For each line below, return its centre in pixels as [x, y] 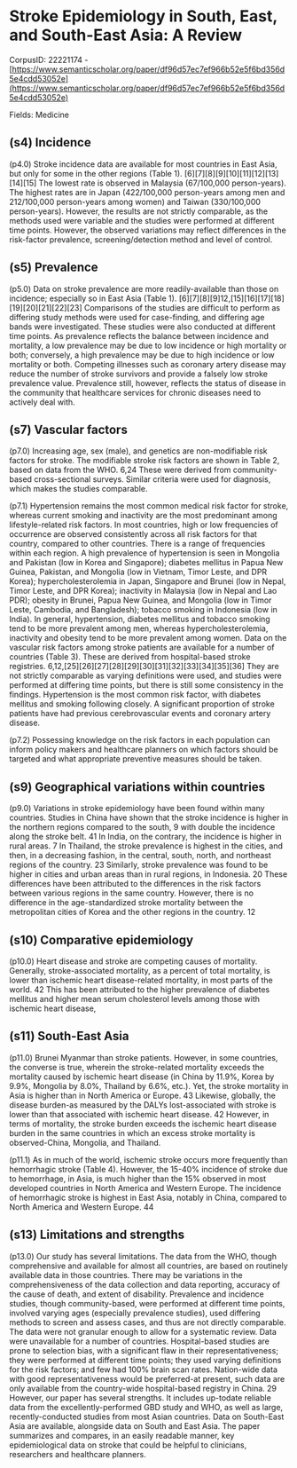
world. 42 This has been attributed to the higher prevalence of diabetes [140, 990]
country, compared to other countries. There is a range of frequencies [137, 544]
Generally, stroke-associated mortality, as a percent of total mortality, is [140, 971]
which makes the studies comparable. [78, 489]
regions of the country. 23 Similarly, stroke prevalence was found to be [139, 865]
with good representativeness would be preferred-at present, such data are [147, 1378]
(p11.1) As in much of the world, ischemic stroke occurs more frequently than [148, 1159]
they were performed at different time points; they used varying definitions [145, 1360]
